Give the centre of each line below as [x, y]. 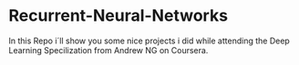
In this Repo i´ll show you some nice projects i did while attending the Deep [149, 41]
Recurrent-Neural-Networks [119, 16]
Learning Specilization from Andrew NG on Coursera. [108, 50]
